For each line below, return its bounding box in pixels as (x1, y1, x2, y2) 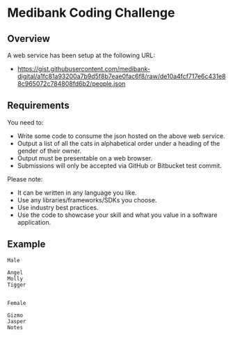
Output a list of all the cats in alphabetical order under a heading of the (17, 139, 220, 147)
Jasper (7, 317, 26, 325)
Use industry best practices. (17, 203, 99, 211)
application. (17, 218, 51, 226)
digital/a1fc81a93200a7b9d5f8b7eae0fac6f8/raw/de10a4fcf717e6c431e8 (17, 72, 226, 80)
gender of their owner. (17, 147, 82, 155)
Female (7, 299, 26, 306)
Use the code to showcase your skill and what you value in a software (17, 211, 218, 219)
